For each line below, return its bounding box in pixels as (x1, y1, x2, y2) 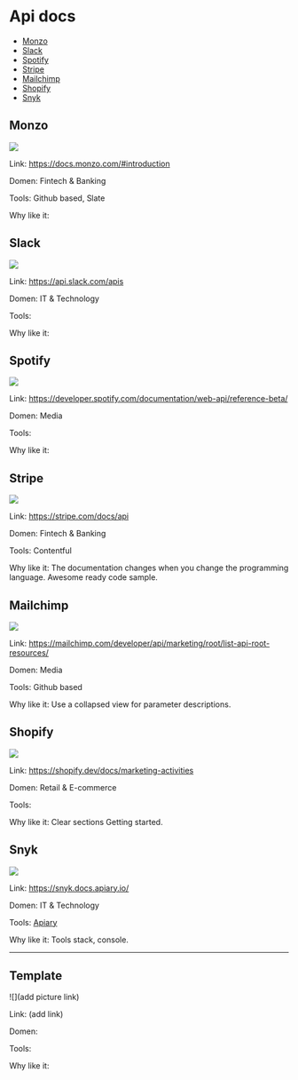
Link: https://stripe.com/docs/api (9, 511, 129, 521)
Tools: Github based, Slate (9, 193, 106, 203)
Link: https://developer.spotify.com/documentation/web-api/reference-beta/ (9, 393, 288, 404)
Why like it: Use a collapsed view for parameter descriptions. (9, 699, 231, 710)
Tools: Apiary (9, 917, 58, 927)
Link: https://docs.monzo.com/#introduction (9, 158, 170, 169)
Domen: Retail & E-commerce (9, 782, 117, 792)
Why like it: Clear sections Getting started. (9, 816, 163, 827)
